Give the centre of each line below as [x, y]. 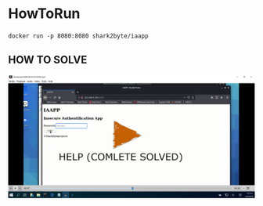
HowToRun [44, 14]
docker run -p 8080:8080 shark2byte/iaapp [78, 36]
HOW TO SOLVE [48, 60]
